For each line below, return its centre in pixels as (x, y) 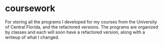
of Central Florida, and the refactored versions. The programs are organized (82, 27)
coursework (30, 8)
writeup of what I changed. (32, 37)
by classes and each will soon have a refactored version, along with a (75, 32)
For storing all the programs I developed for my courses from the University (81, 22)
